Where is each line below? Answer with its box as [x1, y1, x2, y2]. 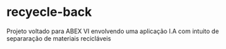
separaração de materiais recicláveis [6, 34, 111, 42]
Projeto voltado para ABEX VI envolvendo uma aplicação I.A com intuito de [6, 27, 219, 35]
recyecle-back [6, 4, 93, 20]
